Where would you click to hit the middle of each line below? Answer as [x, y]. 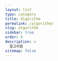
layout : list [18, 10]
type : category [21, 14]
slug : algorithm [22, 28]
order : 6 [14, 37]
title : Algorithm [23, 19]
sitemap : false [21, 51]
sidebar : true [20, 32]
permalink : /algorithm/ [29, 23]
